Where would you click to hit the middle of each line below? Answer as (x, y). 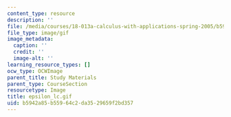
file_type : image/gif (38, 33)
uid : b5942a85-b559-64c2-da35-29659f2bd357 (70, 103)
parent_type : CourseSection (47, 84)
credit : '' (29, 52)
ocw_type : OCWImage (35, 71)
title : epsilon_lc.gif (40, 97)
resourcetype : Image (37, 90)
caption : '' (31, 45)
